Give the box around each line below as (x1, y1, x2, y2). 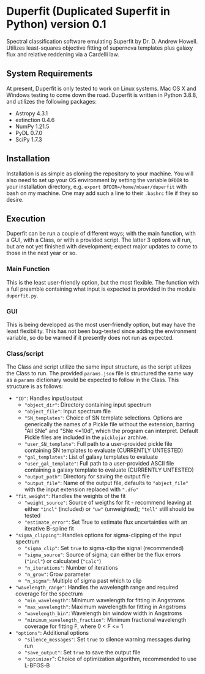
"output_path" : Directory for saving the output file (24, 473, 150, 480)
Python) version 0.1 (6, 17, 106, 31)
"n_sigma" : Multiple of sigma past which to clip (24, 577, 142, 584)
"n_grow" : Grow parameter (24, 570, 91, 578)
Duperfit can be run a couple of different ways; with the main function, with (6, 230, 196, 237)
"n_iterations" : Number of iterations (24, 564, 118, 572)
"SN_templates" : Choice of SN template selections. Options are (24, 414, 182, 421)
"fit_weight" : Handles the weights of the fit (15, 492, 126, 500)
